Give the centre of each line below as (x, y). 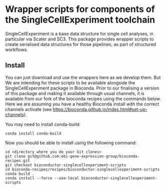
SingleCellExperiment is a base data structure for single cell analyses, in (79, 33)
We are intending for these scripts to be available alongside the (70, 82)
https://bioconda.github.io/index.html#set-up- (100, 109)
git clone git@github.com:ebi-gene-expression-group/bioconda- (72, 156)
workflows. (17, 49)
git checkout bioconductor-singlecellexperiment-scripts (66, 165)
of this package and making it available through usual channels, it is (75, 93)
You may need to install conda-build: (43, 124)
